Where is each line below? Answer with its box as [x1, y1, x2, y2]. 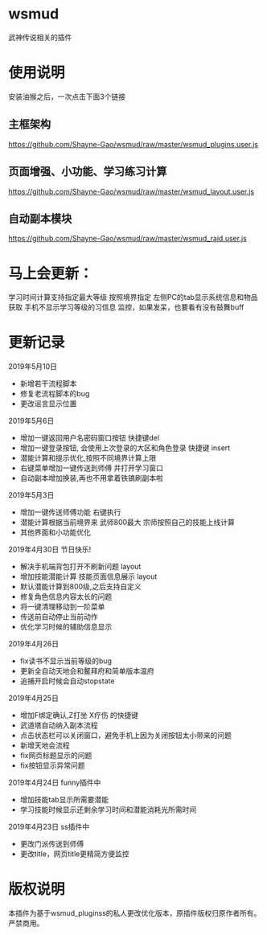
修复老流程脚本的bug [19, 389, 90, 399]
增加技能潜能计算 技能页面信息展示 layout [19, 572, 158, 581]
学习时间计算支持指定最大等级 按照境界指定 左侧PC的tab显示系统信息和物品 [8, 293, 259, 302]
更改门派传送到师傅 [19, 839, 84, 849]
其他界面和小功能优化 [19, 527, 91, 537]
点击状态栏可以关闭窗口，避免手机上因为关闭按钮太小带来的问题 [19, 731, 232, 740]
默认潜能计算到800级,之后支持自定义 [19, 582, 142, 592]
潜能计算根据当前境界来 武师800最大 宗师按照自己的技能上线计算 [19, 518, 235, 527]
